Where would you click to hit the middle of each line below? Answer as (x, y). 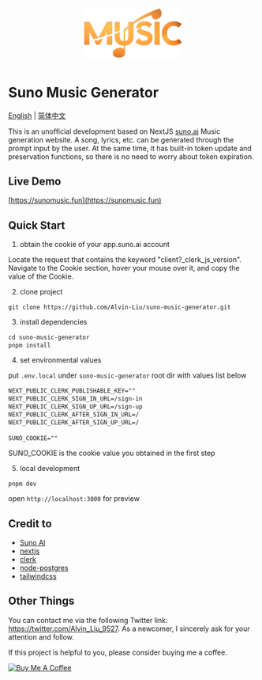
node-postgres (44, 568)
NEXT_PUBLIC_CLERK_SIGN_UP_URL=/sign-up (76, 407)
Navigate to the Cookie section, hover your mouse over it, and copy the (124, 268)
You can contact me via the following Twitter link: (88, 620)
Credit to (30, 524)
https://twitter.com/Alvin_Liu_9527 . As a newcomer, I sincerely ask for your (129, 629)
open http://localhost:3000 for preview (74, 499)
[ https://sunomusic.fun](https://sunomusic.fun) (85, 200)
